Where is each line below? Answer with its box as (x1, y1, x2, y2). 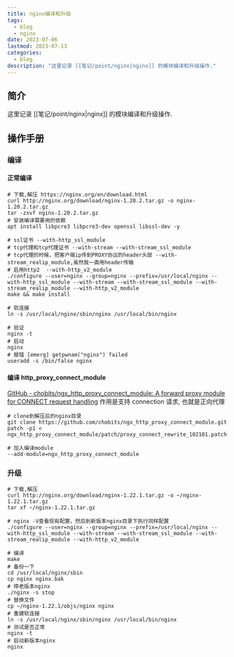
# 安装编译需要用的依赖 (7, 216, 67, 224)
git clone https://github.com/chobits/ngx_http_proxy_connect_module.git (7, 419, 228, 426)
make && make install (7, 291, 71, 298)
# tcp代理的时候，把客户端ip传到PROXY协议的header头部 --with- (7, 251, 178, 258)
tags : (7, 17, 23, 24)
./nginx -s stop (7, 589, 55, 596)
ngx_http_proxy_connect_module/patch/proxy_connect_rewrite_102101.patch (7, 431, 228, 438)
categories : (7, 50, 42, 57)
